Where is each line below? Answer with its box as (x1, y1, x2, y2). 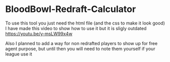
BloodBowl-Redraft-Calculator (5, 3, 136, 15)
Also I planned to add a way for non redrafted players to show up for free (5, 40, 158, 46)
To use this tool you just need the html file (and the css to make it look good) (5, 20, 165, 26)
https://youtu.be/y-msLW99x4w (5, 30, 73, 36)
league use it (5, 51, 32, 57)
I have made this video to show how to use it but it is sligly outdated (5, 25, 147, 31)
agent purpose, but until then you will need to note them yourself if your (5, 45, 156, 51)
